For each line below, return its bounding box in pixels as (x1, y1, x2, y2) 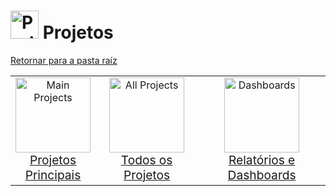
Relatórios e (228, 151, 296, 168)
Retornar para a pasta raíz (10, 54, 118, 66)
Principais (24, 166, 82, 183)
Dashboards (227, 166, 297, 183)
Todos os (120, 151, 173, 168)
